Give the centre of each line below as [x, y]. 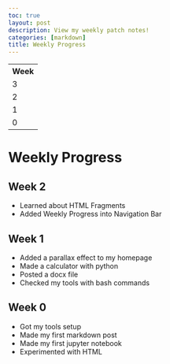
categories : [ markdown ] [47, 37]
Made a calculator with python [69, 266]
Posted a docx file [49, 274]
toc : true [24, 15]
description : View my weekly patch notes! [79, 30]
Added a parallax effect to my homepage [86, 258]
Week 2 [27, 186]
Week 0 [28, 308]
